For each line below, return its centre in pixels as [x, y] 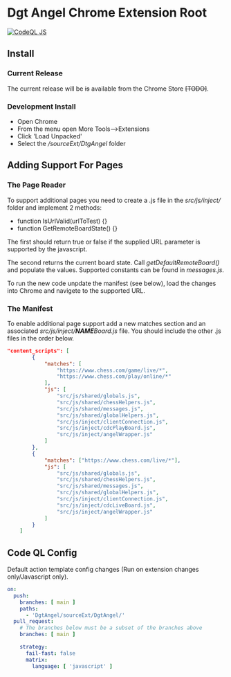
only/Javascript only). [38, 577]
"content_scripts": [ [38, 351]
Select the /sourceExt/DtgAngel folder [71, 143]
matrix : [37, 660]
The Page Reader [37, 185]
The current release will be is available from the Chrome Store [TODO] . [108, 89]
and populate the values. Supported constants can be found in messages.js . [116, 270]
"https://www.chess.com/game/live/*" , [112, 370]
